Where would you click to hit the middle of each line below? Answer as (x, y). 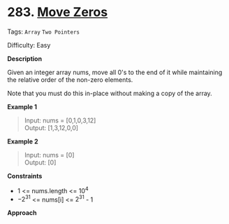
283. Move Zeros (58, 12)
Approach (22, 213)
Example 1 (22, 106)
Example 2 (23, 141)
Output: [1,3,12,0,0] (51, 127)
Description (25, 58)
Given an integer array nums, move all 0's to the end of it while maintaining (115, 72)
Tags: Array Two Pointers (44, 31)
